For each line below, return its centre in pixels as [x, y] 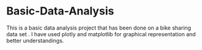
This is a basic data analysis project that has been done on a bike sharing [99, 28]
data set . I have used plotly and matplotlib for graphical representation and [101, 34]
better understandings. [35, 40]
